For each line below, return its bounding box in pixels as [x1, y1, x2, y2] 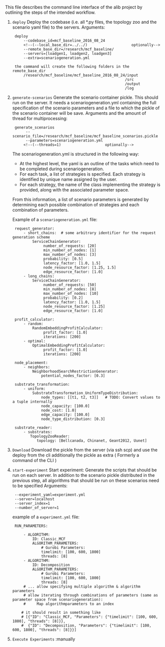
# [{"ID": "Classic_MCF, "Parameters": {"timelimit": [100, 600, [21, 614, 159, 619]
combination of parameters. [12, 207, 69, 213]
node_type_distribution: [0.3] [41, 416, 105, 421]
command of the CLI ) [12, 458, 57, 463]
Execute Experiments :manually [12, 636, 75, 642]
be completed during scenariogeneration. [19, 166, 104, 172]
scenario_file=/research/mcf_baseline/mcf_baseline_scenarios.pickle [12, 134, 159, 139]
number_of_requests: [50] [43, 282, 97, 287]
